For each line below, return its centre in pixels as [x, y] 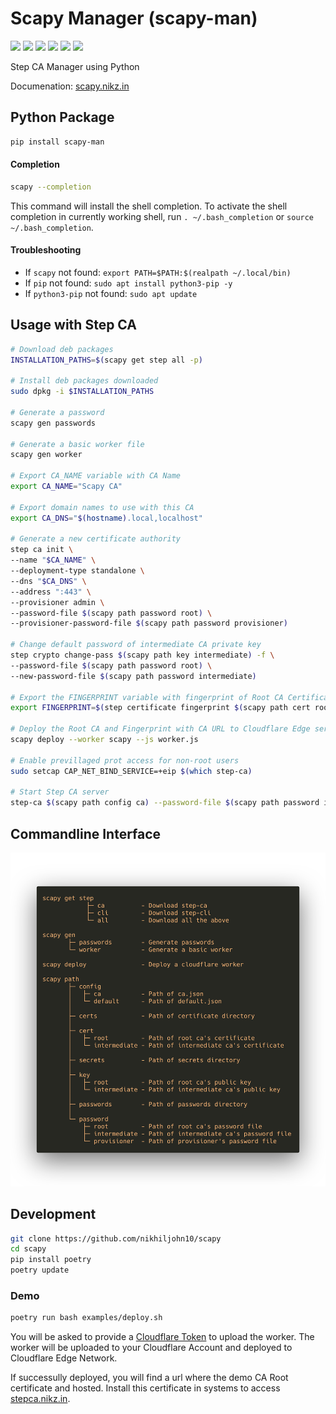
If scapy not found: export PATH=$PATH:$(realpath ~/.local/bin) [158, 272]
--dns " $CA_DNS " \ [48, 581]
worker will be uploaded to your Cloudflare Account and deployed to [151, 1348]
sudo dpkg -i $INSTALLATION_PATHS [82, 392]
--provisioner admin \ [57, 602]
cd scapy [28, 1249]
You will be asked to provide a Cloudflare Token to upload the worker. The [162, 1337]
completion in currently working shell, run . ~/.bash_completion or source [162, 216]
